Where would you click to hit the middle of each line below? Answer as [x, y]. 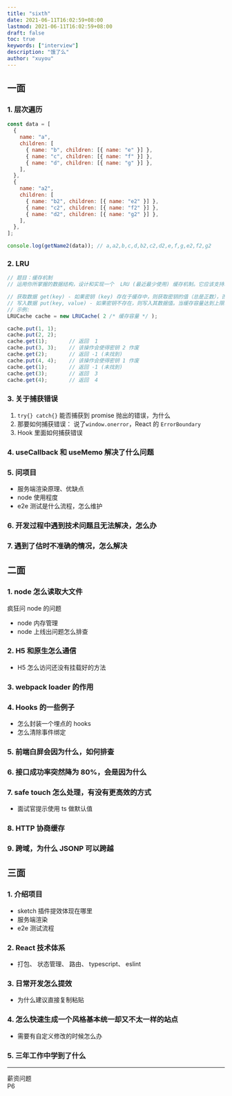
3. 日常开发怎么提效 [40, 983]
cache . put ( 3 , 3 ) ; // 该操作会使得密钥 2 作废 [73, 348]
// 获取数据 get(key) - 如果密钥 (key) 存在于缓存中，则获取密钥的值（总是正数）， [115, 297]
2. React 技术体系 [36, 948]
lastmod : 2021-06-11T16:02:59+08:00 [60, 26]
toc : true [21, 39]
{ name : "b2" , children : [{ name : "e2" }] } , [92, 201]
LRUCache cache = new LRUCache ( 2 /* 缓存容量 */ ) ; [83, 316]
